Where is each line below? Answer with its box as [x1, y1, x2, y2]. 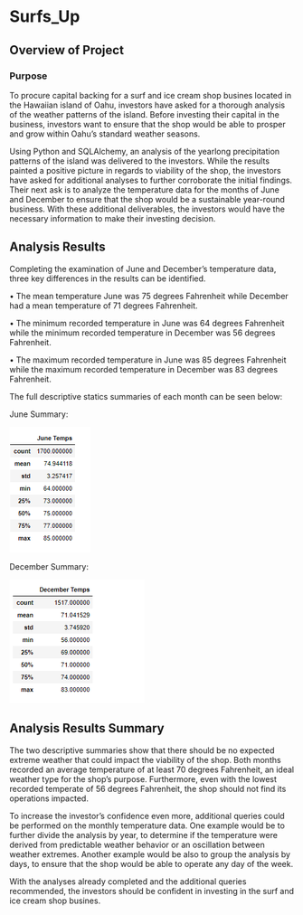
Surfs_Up [9, 6, 80, 27]
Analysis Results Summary [9, 721, 165, 736]
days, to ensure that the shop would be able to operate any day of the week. [9, 858, 294, 869]
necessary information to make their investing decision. [9, 212, 216, 223]
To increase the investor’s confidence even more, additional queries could [9, 810, 285, 821]
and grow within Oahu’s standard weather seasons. [9, 128, 201, 139]
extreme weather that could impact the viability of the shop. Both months [9, 754, 282, 765]
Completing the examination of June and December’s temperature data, [9, 263, 277, 274]
